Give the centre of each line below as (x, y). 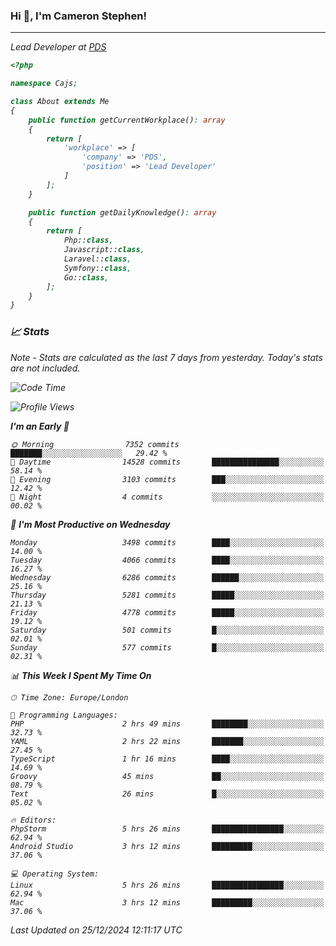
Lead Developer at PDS (58, 47)
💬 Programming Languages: (64, 715)
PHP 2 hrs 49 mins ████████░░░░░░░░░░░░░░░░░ (167, 724)
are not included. (45, 368)
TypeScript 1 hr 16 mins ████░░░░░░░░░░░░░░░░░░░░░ (167, 759)
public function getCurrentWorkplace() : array (127, 120)
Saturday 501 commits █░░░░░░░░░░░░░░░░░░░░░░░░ (167, 630)
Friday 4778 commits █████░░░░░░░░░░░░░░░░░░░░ (167, 612)
